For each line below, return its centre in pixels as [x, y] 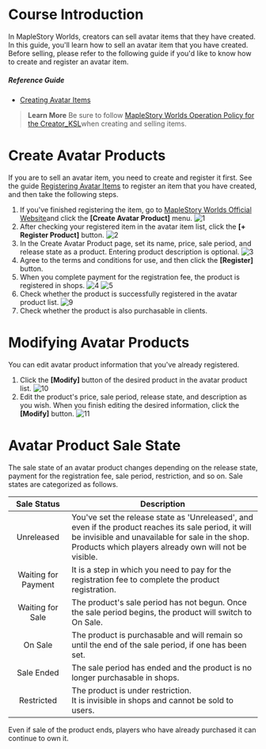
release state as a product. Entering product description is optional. [129, 252]
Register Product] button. [62, 234]
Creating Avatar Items [55, 100]
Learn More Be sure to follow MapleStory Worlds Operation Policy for [141, 115]
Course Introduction [76, 15]
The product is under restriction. [131, 690]
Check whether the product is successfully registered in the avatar [128, 294]
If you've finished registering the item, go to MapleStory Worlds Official [135, 209]
